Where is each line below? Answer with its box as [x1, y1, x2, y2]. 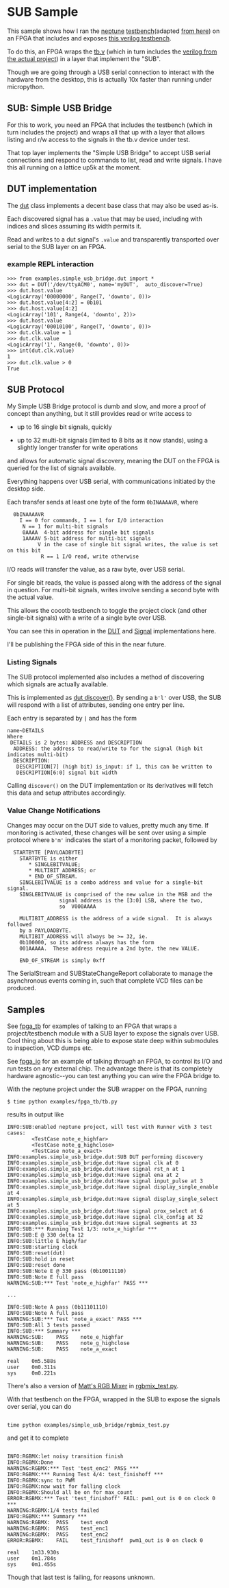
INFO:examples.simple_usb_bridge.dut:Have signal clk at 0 [7, 1160, 179, 1167]
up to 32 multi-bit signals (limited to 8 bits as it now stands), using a [16, 436, 208, 444]
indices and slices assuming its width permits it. [7, 222, 142, 230]
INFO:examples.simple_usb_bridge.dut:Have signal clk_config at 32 [7, 1214, 204, 1221]
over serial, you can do [7, 1403, 72, 1411]
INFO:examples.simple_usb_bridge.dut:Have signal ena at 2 [7, 1171, 179, 1179]
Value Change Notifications [7, 806, 100, 815]
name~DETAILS [7, 727, 44, 734]
